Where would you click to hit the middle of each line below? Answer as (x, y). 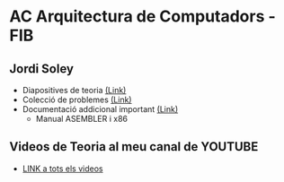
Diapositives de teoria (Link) (74, 90)
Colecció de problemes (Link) (77, 100)
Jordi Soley (42, 69)
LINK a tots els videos (62, 169)
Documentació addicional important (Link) (100, 109)
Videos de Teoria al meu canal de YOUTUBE (134, 147)
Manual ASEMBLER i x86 (82, 119)
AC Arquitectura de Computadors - (142, 17)
